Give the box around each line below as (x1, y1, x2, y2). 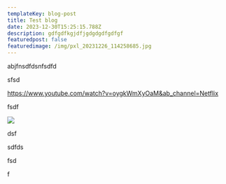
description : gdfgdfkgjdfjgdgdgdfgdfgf (7, 29, 124, 37)
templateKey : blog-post (7, 10, 77, 17)
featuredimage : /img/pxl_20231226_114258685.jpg (7, 43, 152, 50)
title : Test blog (7, 17, 58, 24)
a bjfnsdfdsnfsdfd (7, 62, 57, 70)
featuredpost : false (7, 36, 68, 43)
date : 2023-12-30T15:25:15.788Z (7, 23, 101, 30)
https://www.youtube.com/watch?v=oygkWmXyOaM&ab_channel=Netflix (7, 89, 219, 97)
